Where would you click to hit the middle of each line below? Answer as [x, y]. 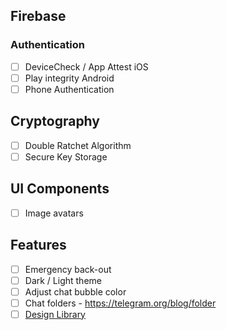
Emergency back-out [68, 269]
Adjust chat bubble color [75, 291]
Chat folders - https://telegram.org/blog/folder [120, 303]
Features [38, 245]
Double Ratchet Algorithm [78, 145]
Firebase [38, 16]
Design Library [55, 314]
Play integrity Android [69, 78]
